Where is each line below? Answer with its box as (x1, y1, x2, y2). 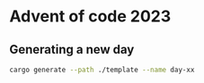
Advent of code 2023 (9, 6, 172, 27)
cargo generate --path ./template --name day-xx (9, 65, 195, 74)
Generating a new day (9, 42, 135, 57)
